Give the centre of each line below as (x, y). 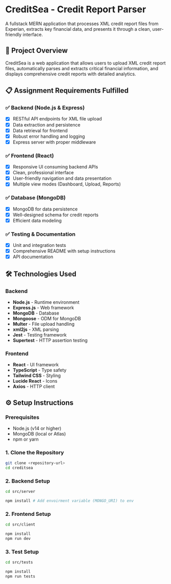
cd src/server (20, 492)
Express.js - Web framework (43, 307)
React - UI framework (36, 365)
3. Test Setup (22, 552)
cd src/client (20, 525)
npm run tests (20, 576)
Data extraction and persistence (47, 124)
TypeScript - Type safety (39, 370)
